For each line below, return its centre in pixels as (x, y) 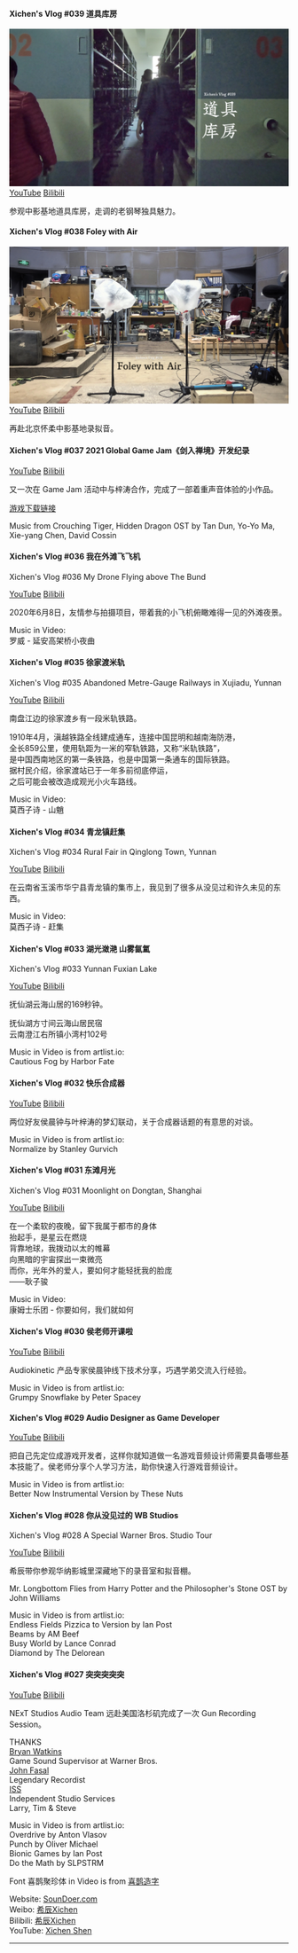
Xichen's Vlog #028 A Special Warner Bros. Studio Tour (111, 1535)
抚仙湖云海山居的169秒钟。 (59, 1004)
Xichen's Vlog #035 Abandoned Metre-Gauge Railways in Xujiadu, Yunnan (145, 683)
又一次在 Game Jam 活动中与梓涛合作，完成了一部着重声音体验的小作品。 (144, 489)
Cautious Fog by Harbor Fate (62, 1062)
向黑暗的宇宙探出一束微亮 (56, 1259)
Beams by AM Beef (44, 1634)
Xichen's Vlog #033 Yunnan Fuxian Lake (83, 969)
